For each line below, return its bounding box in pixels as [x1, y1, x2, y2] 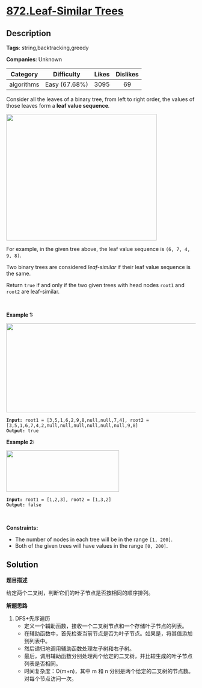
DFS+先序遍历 [14, 615, 50, 622]
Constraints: [6, 524, 38, 531]
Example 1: [6, 311, 34, 318]
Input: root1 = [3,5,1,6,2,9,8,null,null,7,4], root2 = [6, 417, 149, 423]
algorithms [9, 80, 40, 88]
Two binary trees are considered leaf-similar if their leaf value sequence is [6, 264, 191, 270]
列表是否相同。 [23, 660, 61, 667]
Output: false [6, 502, 42, 508]
